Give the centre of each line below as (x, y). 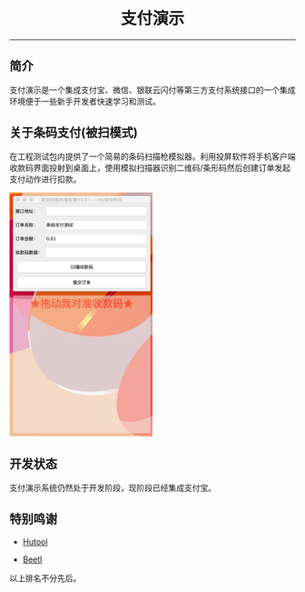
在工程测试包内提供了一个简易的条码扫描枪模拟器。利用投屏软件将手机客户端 (152, 156)
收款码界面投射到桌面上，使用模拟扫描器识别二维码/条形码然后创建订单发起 (150, 167)
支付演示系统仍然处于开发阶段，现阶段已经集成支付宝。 (113, 487)
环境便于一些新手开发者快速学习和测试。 (85, 101)
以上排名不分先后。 (45, 577)
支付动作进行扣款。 (45, 179)
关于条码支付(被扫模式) (74, 133)
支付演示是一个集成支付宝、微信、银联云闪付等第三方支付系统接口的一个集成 (152, 90)
